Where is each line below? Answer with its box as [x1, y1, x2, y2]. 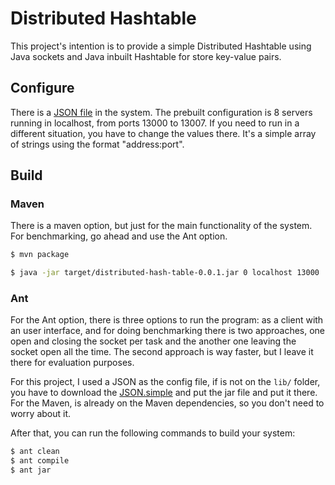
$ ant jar [10, 465, 52, 476]
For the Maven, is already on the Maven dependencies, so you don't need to [10, 397, 325, 409]
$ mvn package [10, 250, 70, 260]
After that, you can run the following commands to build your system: [10, 427, 296, 439]
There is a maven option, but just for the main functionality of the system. [10, 220, 313, 232]
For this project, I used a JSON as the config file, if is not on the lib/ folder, [10, 376, 321, 388]
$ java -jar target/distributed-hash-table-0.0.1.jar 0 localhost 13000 [10, 268, 320, 278]
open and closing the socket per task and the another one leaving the [10, 335, 297, 347]
